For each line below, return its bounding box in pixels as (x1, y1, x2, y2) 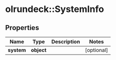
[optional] (85, 46, 108, 53)
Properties (5, 23, 39, 32)
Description (51, 38, 80, 45)
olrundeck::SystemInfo (5, 3, 104, 15)
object (31, 46, 47, 53)
